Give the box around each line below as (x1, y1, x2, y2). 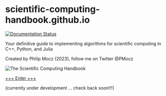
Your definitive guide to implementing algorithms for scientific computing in (5, 40, 161, 46)
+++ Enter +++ (5, 75, 37, 81)
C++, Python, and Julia (5, 46, 53, 52)
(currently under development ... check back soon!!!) (5, 84, 115, 91)
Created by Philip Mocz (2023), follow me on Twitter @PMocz (5, 55, 133, 61)
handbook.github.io (5, 14, 90, 26)
